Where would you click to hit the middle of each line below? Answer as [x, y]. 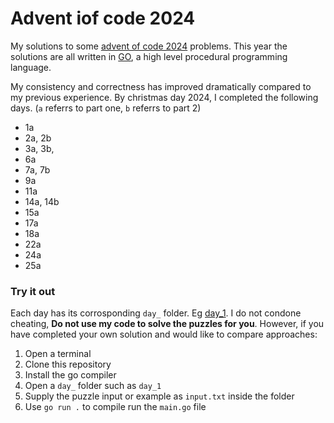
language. [31, 67]
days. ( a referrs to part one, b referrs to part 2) [106, 108]
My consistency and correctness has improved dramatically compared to [161, 86]
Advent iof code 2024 [103, 18]
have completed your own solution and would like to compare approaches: [164, 334]
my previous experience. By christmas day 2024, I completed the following [164, 97]
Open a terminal [58, 354]
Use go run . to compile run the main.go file [115, 407]
